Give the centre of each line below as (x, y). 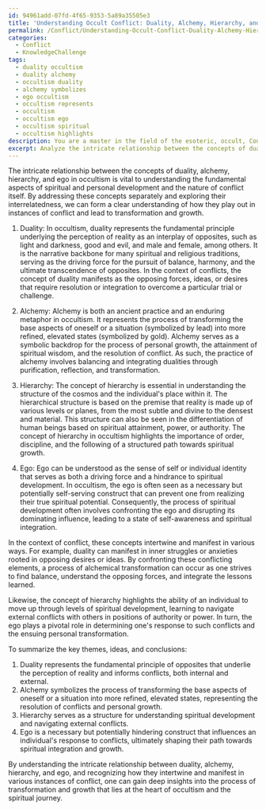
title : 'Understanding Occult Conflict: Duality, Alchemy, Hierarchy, (127, 23)
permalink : (26, 30)
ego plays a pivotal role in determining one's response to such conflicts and (132, 626)
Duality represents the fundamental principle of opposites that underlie (135, 665)
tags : (17, 60)
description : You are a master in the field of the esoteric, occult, (127, 141)
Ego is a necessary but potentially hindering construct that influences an (138, 732)
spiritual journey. (36, 798)
